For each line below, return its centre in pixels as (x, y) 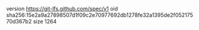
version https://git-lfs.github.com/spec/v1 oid (62, 9)
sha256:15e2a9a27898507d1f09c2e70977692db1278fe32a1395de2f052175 (100, 15)
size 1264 (45, 21)
